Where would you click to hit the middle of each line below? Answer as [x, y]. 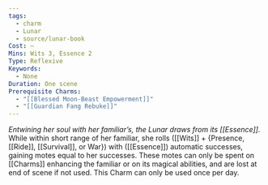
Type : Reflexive [36, 62]
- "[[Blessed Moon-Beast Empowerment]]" [85, 99]
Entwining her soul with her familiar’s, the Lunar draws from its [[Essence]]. [134, 130]
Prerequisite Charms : [45, 91]
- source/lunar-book [50, 39]
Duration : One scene [43, 84]
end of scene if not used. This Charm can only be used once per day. [124, 173]
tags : [17, 16]
